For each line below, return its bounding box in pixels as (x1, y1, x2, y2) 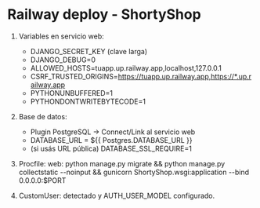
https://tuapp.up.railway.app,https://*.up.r (117, 71, 252, 81)
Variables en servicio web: (18, 31, 105, 41)
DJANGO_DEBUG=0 (30, 55, 96, 64)
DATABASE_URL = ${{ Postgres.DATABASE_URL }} (30, 135, 193, 144)
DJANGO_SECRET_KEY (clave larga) (30, 46, 148, 56)
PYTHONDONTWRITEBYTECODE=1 (30, 97, 146, 106)
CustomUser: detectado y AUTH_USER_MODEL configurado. (18, 191, 215, 200)
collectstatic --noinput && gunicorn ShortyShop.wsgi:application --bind (18, 167, 250, 177)
